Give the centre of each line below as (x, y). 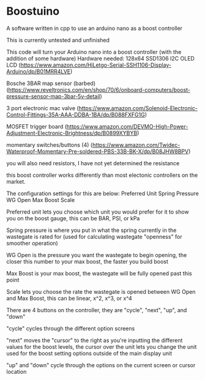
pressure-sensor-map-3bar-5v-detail (53, 96)
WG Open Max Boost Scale (41, 199)
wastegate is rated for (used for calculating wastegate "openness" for (94, 236)
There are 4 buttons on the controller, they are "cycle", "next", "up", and (97, 310)
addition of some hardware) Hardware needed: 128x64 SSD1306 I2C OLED (100, 58)
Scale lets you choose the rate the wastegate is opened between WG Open (101, 291)
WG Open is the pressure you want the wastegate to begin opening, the (97, 255)
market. (16, 181)
